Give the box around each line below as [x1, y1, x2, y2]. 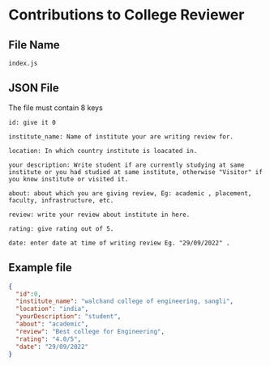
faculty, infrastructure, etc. [8, 196, 114, 204]
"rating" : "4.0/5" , [15, 334, 82, 343]
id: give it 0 [8, 118, 57, 126]
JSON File [8, 81, 59, 95]
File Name [8, 38, 61, 52]
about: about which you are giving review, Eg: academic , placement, [8, 189, 252, 198]
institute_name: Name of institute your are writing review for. [8, 132, 234, 141]
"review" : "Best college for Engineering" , [15, 327, 165, 335]
